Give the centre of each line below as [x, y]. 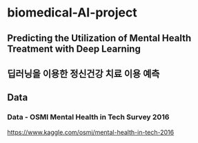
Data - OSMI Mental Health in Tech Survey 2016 [88, 117]
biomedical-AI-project [72, 13]
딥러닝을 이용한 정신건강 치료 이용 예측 [83, 74]
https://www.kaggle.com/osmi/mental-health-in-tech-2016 [91, 132]
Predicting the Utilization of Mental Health [99, 38]
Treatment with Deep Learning [74, 48]
